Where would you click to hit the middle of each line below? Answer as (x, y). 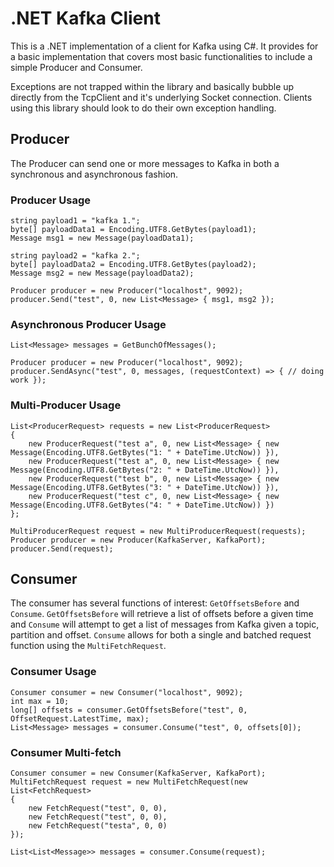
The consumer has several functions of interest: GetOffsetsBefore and (155, 603)
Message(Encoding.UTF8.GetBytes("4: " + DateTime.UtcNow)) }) (142, 505)
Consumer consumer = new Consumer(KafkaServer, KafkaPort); (138, 773)
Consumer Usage (53, 672)
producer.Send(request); (62, 548)
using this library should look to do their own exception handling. (143, 108)
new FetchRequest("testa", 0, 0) (98, 826)
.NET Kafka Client (85, 18)
